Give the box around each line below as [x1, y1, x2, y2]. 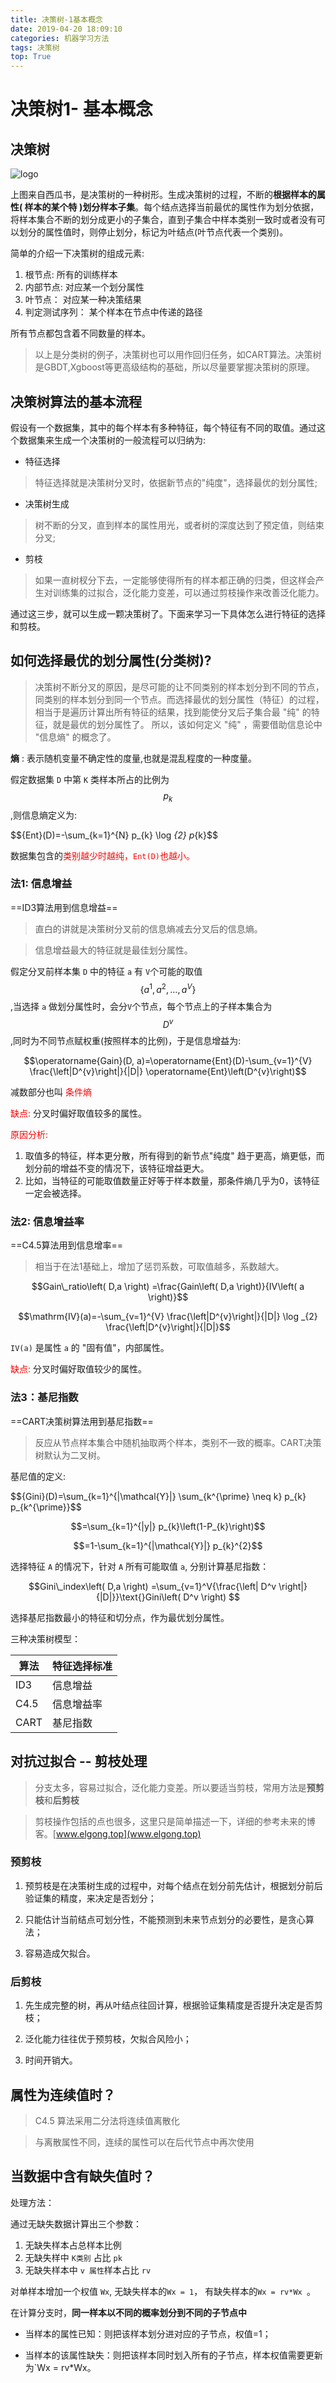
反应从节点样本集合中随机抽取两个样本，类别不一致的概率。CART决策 [34, 1436, 322, 1448]
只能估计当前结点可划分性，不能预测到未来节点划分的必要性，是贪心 [24, 1913, 306, 1925]
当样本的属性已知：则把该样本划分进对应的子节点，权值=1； [24, 2327, 272, 2340]
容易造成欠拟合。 [24, 1947, 96, 1959]
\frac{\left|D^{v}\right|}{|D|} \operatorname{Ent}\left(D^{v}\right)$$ [29, 1066, 307, 1078]
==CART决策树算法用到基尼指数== [10, 1415, 154, 1427]
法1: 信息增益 [10, 877, 73, 891]
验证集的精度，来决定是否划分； [24, 1892, 157, 1904]
